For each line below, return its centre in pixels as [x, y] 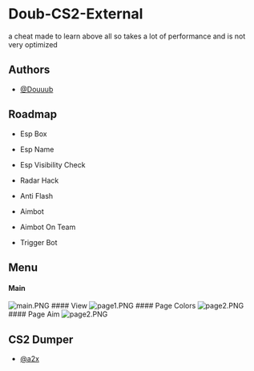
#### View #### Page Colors [123, 306]
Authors [29, 70]
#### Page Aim [34, 314]
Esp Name [37, 149]
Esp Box [33, 134]
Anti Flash [36, 196]
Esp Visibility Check [52, 164]
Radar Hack [39, 180]
